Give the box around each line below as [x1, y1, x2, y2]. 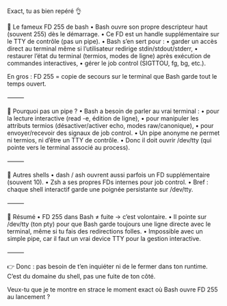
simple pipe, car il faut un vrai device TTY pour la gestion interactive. [7, 235, 202, 242]
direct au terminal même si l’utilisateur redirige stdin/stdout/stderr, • [7, 44, 198, 53]
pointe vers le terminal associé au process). [7, 144, 130, 151]
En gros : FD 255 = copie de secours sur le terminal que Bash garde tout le [7, 73, 217, 80]
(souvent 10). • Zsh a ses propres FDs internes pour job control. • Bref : [7, 178, 209, 186]
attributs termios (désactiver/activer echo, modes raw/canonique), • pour [7, 122, 214, 129]
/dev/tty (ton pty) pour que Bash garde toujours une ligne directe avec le [7, 220, 211, 228]
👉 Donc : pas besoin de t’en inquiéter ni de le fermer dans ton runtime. [7, 262, 209, 270]
